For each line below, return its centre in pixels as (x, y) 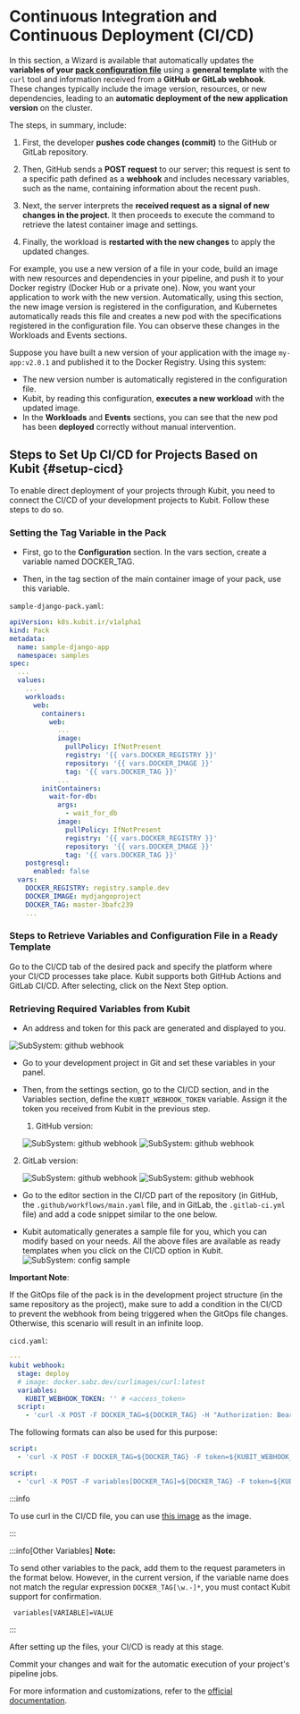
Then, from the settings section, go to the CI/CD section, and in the (146, 1090)
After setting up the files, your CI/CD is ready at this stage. (117, 1646)
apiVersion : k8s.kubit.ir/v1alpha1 (75, 622)
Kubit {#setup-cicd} (67, 469)
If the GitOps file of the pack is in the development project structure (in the (146, 1295)
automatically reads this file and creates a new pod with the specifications (146, 316)
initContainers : (71, 789)
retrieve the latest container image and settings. (110, 224)
